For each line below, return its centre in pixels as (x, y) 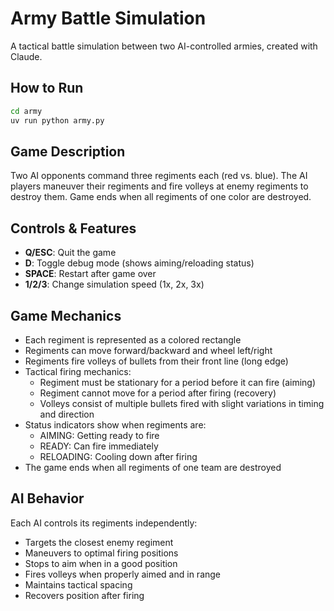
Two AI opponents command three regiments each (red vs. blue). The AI (159, 176)
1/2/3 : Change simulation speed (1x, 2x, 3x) (114, 284)
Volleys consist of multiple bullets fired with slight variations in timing (182, 403)
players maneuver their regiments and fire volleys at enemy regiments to (159, 186)
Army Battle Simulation (108, 18)
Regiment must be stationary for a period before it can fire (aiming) (178, 382)
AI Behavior (47, 498)
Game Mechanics (66, 315)
